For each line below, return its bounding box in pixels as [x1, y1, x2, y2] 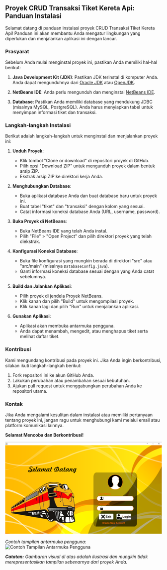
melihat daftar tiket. [19, 334, 60, 340]
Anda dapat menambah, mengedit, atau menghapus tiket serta [19, 328, 148, 334]
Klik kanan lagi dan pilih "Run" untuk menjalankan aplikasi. [19, 304, 139, 310]
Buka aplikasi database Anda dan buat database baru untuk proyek [19, 193, 158, 199]
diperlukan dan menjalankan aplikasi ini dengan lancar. [5, 35, 117, 41]
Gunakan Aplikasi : [12, 313, 51, 319]
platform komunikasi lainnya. [5, 423, 64, 428]
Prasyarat [5, 48, 29, 55]
